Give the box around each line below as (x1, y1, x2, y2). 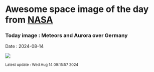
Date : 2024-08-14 (5, 43, 44, 49)
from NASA (5, 14, 53, 25)
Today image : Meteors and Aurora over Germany (5, 32, 128, 39)
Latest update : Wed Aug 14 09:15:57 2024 (5, 62, 79, 67)
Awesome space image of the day (5, 3, 149, 15)
